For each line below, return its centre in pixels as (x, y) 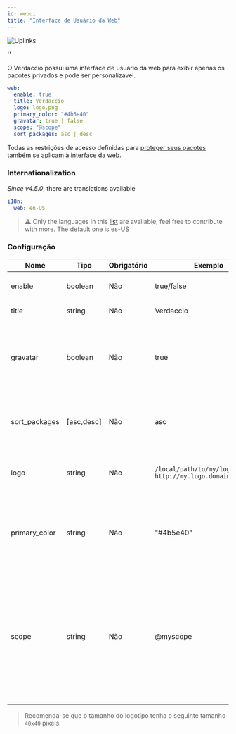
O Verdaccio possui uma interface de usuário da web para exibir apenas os (116, 68)
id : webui (22, 14)
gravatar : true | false (48, 120)
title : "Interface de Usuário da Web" (64, 20)
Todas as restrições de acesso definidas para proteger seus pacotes (106, 147)
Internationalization (41, 173)
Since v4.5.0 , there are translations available (71, 188)
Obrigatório (128, 265)
